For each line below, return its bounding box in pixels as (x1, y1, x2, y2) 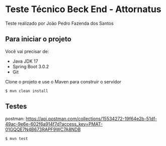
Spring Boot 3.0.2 (12, 63, 49, 69)
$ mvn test (5, 136, 28, 141)
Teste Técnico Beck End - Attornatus (5, 4, 162, 15)
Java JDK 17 (12, 58, 39, 64)
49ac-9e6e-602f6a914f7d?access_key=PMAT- (5, 121, 103, 127)
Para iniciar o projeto (5, 35, 71, 43)
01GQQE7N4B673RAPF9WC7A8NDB (5, 126, 81, 132)
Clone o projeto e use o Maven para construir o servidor (5, 78, 122, 84)
